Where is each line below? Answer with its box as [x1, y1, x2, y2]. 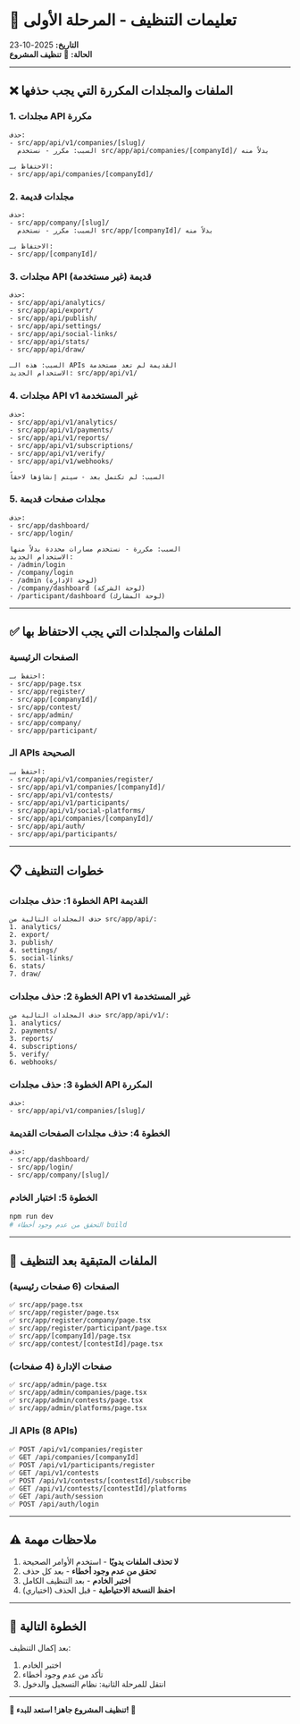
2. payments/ [9, 1026, 58, 1035]
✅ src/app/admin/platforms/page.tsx [9, 1404, 147, 1413]
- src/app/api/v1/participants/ [9, 798, 129, 807]
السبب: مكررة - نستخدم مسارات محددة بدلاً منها [9, 545, 181, 554]
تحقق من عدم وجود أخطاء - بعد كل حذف [21, 1566, 157, 1576]
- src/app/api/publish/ [9, 314, 98, 323]
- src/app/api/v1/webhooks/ [9, 457, 114, 466]
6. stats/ [9, 962, 46, 971]
